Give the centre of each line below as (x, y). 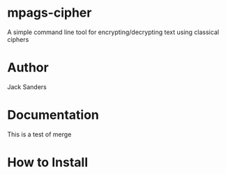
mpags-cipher (50, 13)
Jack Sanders (27, 87)
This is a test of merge (39, 134)
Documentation (53, 115)
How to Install (48, 162)
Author (28, 68)
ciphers (18, 39)
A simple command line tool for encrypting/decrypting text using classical (113, 32)
